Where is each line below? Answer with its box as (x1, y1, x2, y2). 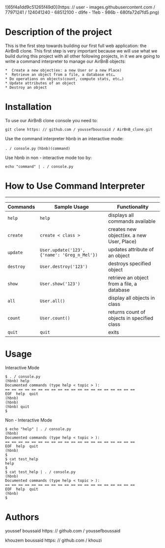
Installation (5, 102, 52, 112)
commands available (108, 218, 156, 225)
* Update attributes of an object (5, 80, 76, 85)
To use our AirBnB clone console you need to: (5, 117, 98, 123)
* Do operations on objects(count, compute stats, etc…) (5, 76, 124, 81)
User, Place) (108, 238, 137, 245)
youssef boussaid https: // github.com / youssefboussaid (5, 527, 121, 534)
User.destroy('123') (40, 263, 88, 269)
